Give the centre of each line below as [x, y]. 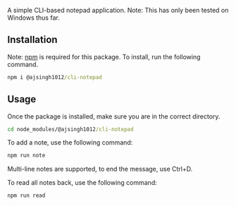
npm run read [26, 196]
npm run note [26, 156]
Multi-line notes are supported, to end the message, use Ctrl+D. [100, 169]
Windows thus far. [33, 18]
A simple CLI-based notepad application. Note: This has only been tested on [118, 10]
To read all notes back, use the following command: [82, 183]
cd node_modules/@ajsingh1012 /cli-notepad [70, 129]
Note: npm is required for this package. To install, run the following [104, 56]
